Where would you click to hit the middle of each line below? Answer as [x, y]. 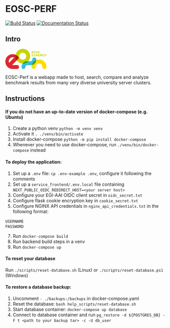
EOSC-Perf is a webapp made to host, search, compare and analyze [77, 77]
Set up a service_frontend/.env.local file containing [68, 184]
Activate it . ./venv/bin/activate [48, 134]
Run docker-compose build [40, 236]
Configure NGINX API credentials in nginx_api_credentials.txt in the [86, 206]
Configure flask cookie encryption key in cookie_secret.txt [75, 201]
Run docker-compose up [37, 247]
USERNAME [15, 221]
